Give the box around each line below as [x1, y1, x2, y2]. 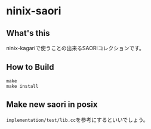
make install [6, 83, 39, 89]
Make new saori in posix [6, 100, 98, 110]
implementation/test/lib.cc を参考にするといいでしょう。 [6, 116, 149, 123]
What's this [6, 28, 50, 38]
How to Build [6, 62, 55, 72]
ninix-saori [6, 4, 61, 18]
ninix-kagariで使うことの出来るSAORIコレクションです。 [6, 45, 144, 51]
